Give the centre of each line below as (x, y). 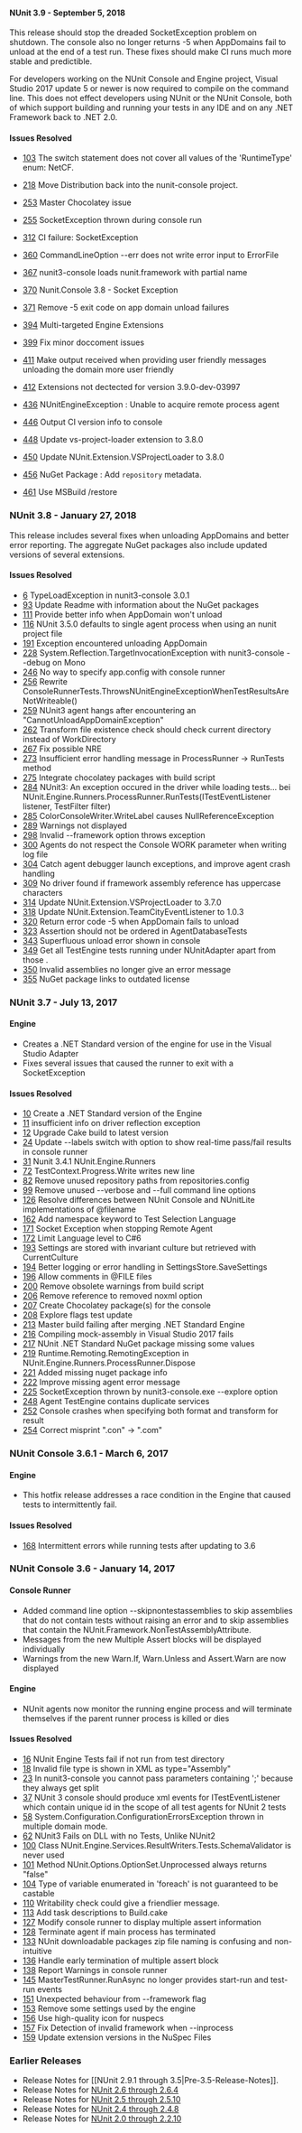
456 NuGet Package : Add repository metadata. (112, 475)
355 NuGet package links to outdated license (106, 979)
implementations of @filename (79, 1209)
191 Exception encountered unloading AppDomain (114, 643)
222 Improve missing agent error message (101, 1383)
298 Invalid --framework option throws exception (114, 834)
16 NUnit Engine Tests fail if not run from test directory (124, 1759)
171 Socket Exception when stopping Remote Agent (118, 1229)
